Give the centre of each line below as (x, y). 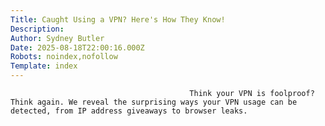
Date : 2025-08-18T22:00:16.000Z (77, 47)
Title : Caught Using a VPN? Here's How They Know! (118, 19)
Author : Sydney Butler (57, 38)
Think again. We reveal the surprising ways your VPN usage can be (154, 102)
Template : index (44, 66)
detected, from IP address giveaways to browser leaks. (129, 111)
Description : (37, 29)
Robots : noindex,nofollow (64, 57)
